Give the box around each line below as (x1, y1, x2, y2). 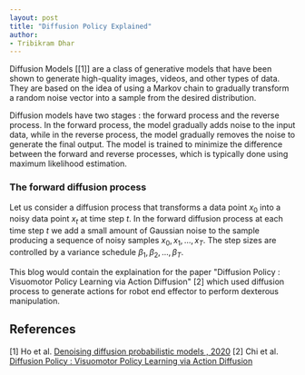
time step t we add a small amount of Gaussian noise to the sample (9, 225, 261, 236)
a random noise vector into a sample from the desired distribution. (9, 93, 257, 104)
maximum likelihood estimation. (9, 158, 127, 169)
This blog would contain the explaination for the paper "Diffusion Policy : (9, 266, 280, 277)
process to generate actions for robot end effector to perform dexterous (9, 285, 280, 296)
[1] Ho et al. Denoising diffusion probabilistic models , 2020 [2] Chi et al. (9, 346, 279, 357)
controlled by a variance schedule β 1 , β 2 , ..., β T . (9, 246, 184, 260)
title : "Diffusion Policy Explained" (9, 22, 152, 31)
